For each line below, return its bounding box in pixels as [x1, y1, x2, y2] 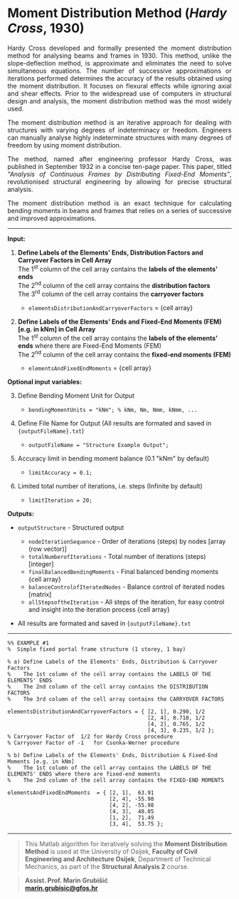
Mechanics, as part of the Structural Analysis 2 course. [24, 863, 190, 871]
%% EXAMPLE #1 [7, 639, 50, 647]
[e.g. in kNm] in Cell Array [17, 324, 96, 333]
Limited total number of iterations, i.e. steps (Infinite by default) [17, 482, 203, 490]
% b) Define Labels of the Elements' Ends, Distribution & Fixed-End [7, 752, 218, 759]
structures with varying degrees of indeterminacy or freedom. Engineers [7, 125, 232, 134]
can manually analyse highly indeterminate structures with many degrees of [7, 133, 232, 142]
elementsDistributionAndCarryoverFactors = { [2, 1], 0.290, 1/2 [7, 708, 205, 716]
